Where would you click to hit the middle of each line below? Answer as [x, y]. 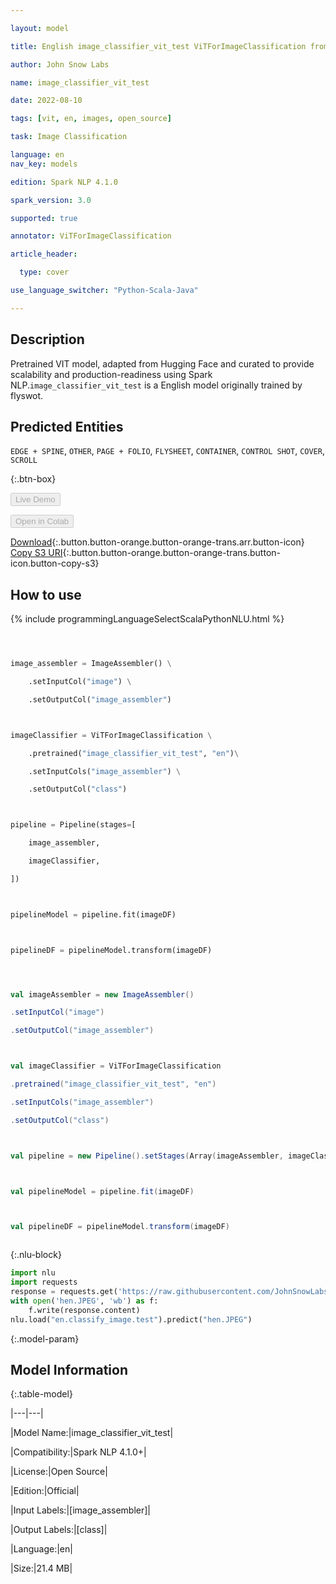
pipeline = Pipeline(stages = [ [73, 825]
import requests [44, 1282]
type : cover [44, 272]
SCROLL [24, 461]
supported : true [44, 218]
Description [47, 339]
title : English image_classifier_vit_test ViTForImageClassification [158, 46]
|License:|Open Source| [59, 1472]
